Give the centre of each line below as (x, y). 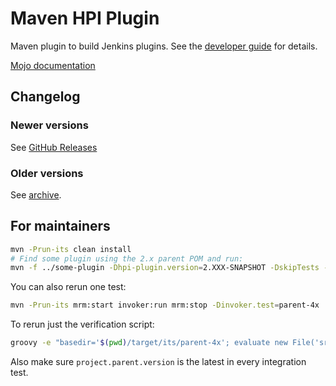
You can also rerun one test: (68, 287)
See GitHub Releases (54, 147)
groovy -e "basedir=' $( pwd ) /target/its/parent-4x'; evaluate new (149, 343)
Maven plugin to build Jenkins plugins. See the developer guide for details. (164, 46)
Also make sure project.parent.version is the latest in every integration (158, 362)
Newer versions (49, 125)
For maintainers (60, 226)
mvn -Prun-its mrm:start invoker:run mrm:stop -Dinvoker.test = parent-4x (165, 305)
